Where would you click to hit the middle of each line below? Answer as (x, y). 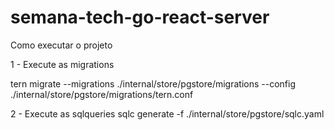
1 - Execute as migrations (62, 64)
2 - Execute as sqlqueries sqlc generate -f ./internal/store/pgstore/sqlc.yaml (167, 113)
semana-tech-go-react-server (140, 17)
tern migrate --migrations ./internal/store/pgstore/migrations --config (153, 83)
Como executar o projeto (61, 45)
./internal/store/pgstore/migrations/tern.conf (102, 94)
